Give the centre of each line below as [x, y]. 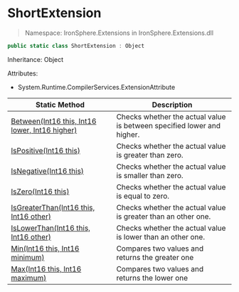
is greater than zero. [150, 155]
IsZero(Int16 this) [40, 192]
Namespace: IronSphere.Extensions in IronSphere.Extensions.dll [119, 33]
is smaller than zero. [150, 175]
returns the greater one [155, 257]
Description [172, 105]
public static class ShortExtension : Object [76, 46]
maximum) [29, 278]
